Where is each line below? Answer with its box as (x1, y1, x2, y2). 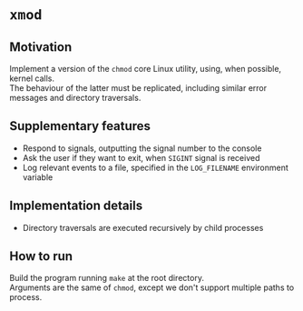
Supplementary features (9, 118, 151, 134)
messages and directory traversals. (9, 93, 142, 103)
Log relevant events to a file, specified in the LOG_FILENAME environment (22, 162, 288, 173)
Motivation (9, 39, 73, 55)
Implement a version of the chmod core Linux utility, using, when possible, (9, 64, 282, 74)
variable (22, 171, 54, 183)
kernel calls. (9, 73, 54, 84)
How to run (9, 248, 73, 265)
